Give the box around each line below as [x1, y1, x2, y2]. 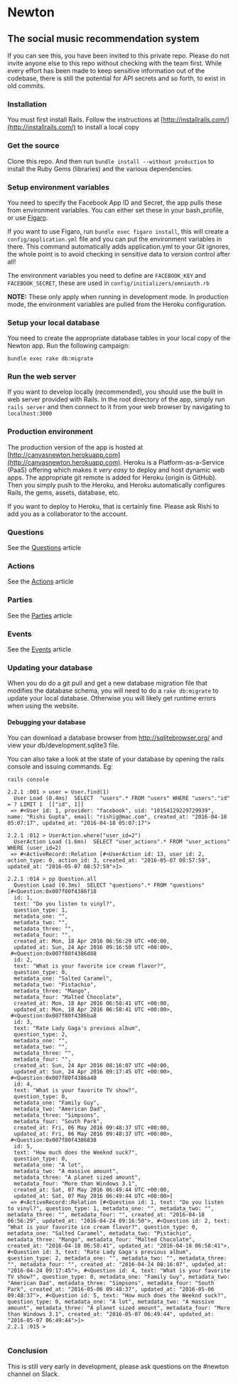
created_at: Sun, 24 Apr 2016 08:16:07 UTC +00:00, [13, 1062, 171, 1069]
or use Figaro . [7, 213, 48, 222]
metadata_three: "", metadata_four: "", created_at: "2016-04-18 [7, 1211, 205, 1218]
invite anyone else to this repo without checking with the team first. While [7, 59, 222, 67]
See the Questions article [7, 544, 82, 552]
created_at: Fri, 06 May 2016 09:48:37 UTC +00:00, [13, 1124, 171, 1132]
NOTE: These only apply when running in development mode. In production [7, 292, 229, 301]
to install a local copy [77, 123, 140, 131]
